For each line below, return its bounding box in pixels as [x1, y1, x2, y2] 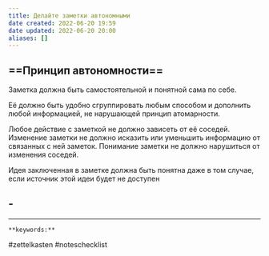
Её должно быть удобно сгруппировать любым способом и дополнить [8, 101, 251, 110]
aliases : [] [8, 34, 48, 42]
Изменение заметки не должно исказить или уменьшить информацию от [8, 133, 260, 142]
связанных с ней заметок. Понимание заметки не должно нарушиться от [8, 142, 260, 151]
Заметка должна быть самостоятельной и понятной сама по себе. [8, 85, 237, 94]
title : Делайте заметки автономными [8, 11, 130, 20]
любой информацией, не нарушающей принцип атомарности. [8, 109, 220, 118]
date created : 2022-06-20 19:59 [8, 19, 116, 27]
